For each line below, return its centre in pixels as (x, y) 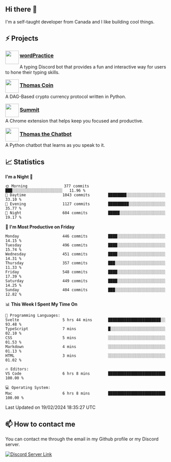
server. (13, 445)
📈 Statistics (25, 162)
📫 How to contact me (40, 424)
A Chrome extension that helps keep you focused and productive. (75, 121)
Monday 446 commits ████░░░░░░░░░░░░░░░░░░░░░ (86, 236)
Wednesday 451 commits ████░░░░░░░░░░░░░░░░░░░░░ (86, 254)
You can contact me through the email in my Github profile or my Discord (82, 439)
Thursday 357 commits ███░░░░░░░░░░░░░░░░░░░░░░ (86, 263)
